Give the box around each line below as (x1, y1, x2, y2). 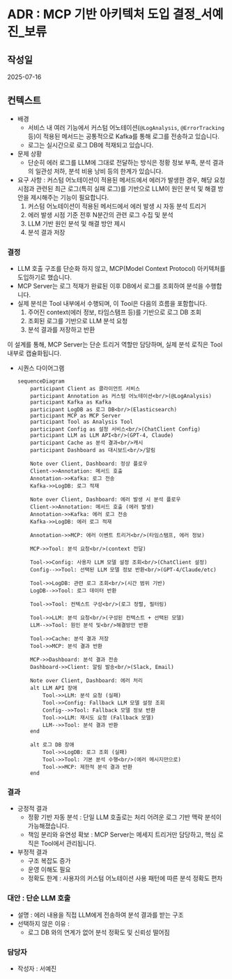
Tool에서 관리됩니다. (40, 839, 96, 848)
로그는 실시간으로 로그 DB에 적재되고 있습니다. (27, 140, 154, 149)
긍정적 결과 (17, 804, 48, 813)
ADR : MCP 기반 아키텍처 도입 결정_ (7, 6, 201, 22)
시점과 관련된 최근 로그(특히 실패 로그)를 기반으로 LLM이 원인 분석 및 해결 (17, 184, 217, 193)
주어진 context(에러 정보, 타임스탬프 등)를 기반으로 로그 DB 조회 (27, 308, 202, 316)
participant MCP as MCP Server (30, 413, 121, 420)
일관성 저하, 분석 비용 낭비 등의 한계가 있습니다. (35, 167, 164, 175)
